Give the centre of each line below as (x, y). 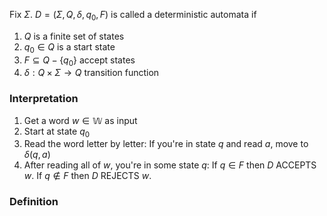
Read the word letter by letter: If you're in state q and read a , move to (166, 144)
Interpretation (44, 99)
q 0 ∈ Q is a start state (69, 47)
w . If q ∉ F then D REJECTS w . (87, 176)
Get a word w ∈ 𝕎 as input (80, 120)
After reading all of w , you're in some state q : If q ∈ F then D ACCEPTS (170, 165)
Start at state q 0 (57, 132)
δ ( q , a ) (37, 155)
